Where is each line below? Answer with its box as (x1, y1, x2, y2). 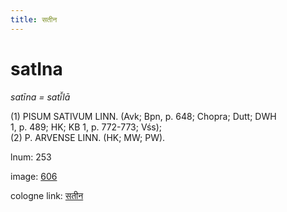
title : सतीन (10, 14, 58, 25)
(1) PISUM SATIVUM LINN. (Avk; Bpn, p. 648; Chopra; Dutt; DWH (10, 110, 277, 122)
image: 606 (10, 170, 58, 182)
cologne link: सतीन (10, 189, 84, 201)
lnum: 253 (10, 151, 52, 163)
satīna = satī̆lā (10, 91, 71, 103)
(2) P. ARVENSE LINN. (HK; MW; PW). (10, 131, 166, 143)
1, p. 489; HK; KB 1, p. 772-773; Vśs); (10, 121, 163, 133)
